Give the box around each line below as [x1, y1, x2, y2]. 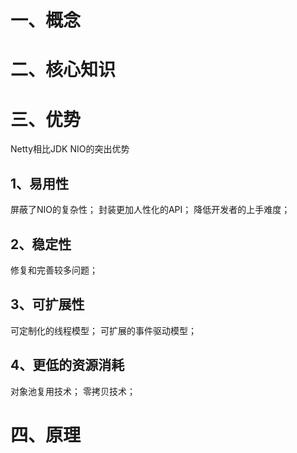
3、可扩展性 [10, 296, 85, 313]
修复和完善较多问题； [10, 264, 98, 276]
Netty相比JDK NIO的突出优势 [10, 143, 130, 155]
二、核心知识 [10, 59, 117, 81]
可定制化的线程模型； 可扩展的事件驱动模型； [10, 324, 197, 336]
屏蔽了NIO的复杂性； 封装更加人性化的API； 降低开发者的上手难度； [10, 204, 291, 216]
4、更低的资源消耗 [10, 357, 125, 374]
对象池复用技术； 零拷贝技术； [10, 385, 136, 397]
